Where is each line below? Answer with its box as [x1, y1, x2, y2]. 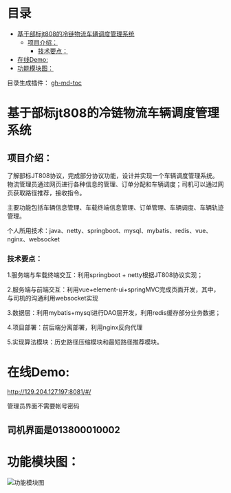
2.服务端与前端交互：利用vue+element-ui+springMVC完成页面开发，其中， [7, 285, 220, 294]
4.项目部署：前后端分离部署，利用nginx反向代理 [7, 323, 143, 331]
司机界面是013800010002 [7, 424, 120, 436]
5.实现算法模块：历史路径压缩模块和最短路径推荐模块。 [7, 338, 163, 347]
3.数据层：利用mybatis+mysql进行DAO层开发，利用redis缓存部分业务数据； [7, 309, 221, 317]
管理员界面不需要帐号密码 [7, 402, 80, 410]
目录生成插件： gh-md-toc [7, 78, 82, 87]
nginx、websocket [7, 234, 60, 243]
